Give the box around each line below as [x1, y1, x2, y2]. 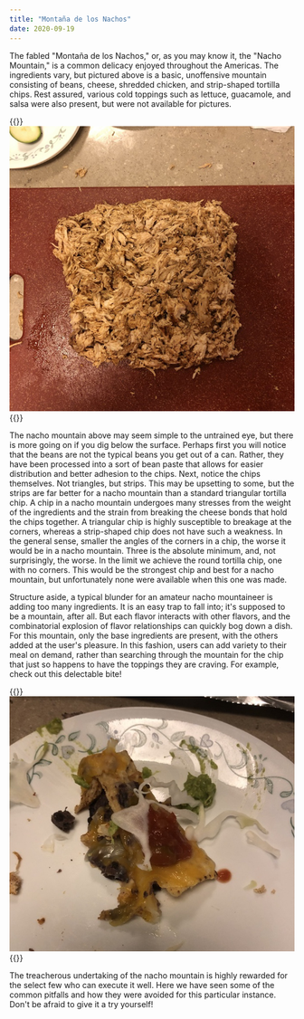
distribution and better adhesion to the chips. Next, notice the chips [9, 468, 261, 479]
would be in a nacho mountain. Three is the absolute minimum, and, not [9, 545, 276, 556]
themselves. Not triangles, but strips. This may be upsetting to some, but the [9, 478, 295, 489]
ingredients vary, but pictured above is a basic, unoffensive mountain [9, 69, 267, 81]
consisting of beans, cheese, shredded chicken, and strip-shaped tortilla [9, 79, 280, 90]
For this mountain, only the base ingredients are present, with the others [9, 630, 279, 641]
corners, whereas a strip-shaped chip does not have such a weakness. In [9, 526, 283, 537]
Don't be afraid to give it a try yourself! [9, 998, 154, 1009]
